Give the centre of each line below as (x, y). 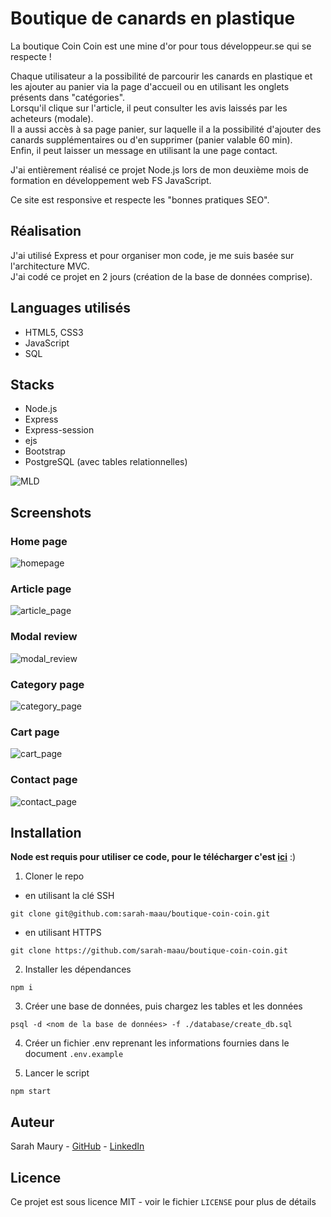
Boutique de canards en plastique (153, 18)
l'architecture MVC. (50, 266)
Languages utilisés (71, 308)
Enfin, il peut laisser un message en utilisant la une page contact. (144, 150)
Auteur (32, 1122)
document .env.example (74, 1054)
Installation (46, 832)
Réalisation (46, 231)
